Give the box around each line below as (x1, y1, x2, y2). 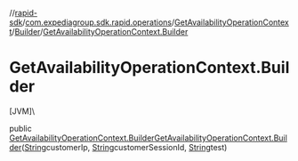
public (9, 123, 33, 133)
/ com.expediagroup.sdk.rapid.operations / (21, 17, 175, 28)
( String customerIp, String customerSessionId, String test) (21, 141, 228, 152)
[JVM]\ (9, 106, 36, 117)
